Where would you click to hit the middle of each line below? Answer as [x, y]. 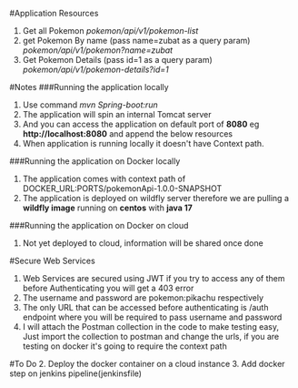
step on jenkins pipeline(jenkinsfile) [76, 373]
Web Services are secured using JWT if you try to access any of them [154, 278]
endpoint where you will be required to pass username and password [152, 317]
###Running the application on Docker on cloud [99, 225]
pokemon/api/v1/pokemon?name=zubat [98, 50]
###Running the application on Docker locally [95, 161]
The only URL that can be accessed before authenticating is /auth [145, 307]
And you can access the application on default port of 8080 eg [141, 124]
